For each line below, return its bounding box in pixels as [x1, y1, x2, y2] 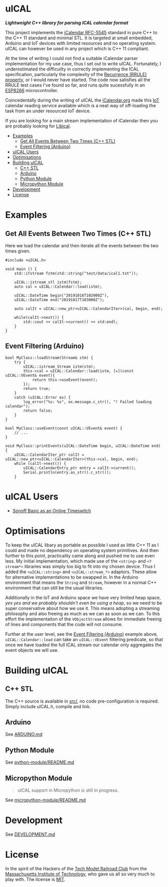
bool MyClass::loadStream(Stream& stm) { [5, 355, 94, 360]
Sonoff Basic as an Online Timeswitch [12, 507, 92, 514]
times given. [5, 248, 31, 254]
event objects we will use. [5, 647, 59, 653]
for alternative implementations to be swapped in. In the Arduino [5, 574, 138, 580]
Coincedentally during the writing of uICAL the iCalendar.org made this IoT [5, 97, 159, 103]
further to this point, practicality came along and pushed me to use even [5, 553, 155, 559]
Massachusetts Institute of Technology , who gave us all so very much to [5, 871, 155, 877]
